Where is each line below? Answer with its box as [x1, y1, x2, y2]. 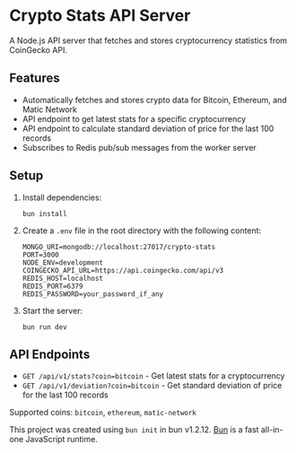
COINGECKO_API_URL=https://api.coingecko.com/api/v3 [22, 266, 224, 274]
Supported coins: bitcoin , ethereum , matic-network [9, 407, 197, 418]
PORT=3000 [22, 250, 60, 259]
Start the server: [22, 305, 83, 316]
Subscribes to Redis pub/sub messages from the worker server [22, 142, 257, 152]
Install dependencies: [22, 192, 102, 203]
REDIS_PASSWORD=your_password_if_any [22, 289, 164, 299]
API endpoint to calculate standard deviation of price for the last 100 [22, 123, 274, 134]
